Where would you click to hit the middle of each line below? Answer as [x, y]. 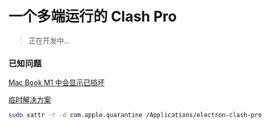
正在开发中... [49, 40]
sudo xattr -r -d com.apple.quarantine [76, 115]
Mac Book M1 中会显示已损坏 [57, 83]
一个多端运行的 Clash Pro [93, 17]
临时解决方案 [30, 100]
